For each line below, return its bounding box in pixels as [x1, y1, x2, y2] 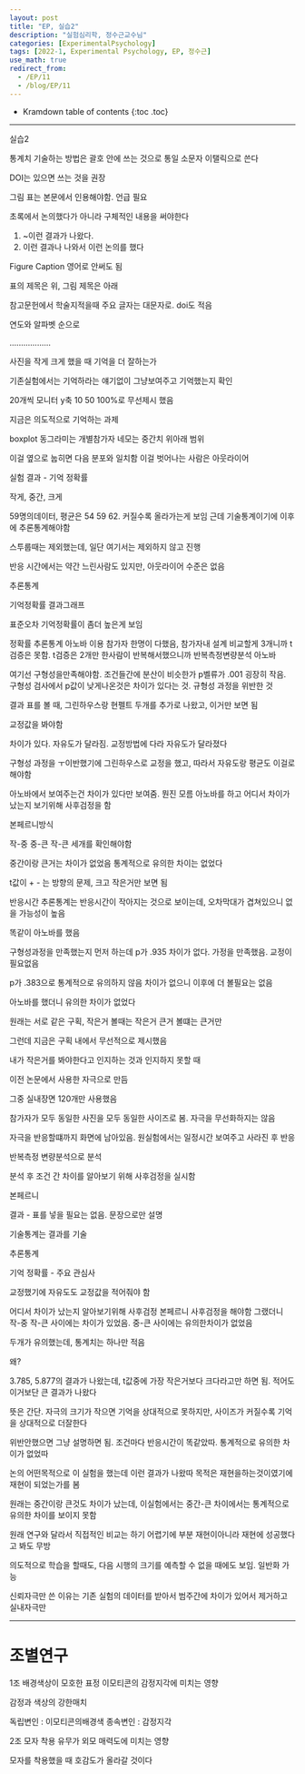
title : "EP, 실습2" [9, 22, 80, 31]
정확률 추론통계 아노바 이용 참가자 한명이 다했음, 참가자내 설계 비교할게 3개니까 [9, 638, 288, 649]
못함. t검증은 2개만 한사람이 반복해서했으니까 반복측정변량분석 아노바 [33, 649, 277, 660]
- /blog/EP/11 [17, 81, 71, 90]
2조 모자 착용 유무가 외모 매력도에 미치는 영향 [9, 1735, 170, 1746]
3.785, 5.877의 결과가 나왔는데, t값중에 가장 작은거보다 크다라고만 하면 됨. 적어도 [9, 1375, 295, 1386]
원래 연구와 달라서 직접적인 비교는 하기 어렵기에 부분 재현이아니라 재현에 [9, 1528, 264, 1539]
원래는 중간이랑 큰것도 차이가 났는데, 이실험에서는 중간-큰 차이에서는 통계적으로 [9, 1498, 290, 1509]
